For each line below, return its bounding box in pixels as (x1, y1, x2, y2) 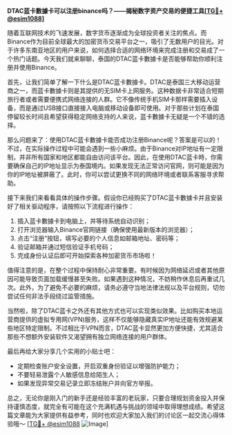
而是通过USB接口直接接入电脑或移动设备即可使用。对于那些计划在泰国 (19, 104, 220, 112)
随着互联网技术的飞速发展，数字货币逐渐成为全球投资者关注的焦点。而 (7, 29, 207, 37)
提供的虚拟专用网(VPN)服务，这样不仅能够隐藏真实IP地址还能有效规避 (19, 316, 217, 323)
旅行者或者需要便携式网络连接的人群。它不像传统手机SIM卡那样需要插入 (7, 95, 212, 103)
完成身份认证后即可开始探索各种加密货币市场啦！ (17, 251, 157, 260)
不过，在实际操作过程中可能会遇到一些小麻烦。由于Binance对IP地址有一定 (7, 144, 217, 153)
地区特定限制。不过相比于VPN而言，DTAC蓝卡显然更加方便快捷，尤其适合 (12, 324, 224, 332)
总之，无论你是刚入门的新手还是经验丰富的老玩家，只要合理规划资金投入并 (7, 394, 219, 402)
